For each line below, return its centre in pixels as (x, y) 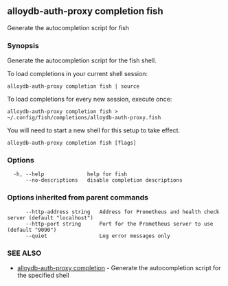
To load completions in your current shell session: (78, 74)
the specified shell (43, 275)
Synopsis (23, 45)
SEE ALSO (24, 253)
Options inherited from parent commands (78, 198)
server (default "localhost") (50, 218)
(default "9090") (32, 230)
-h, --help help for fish (70, 174)
